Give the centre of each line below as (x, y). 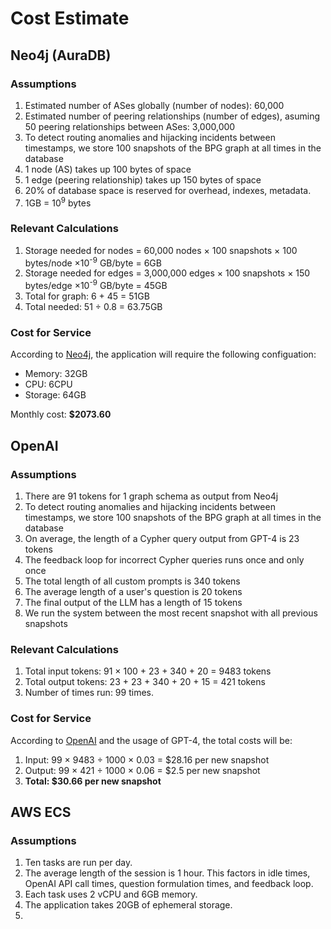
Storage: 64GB (55, 395)
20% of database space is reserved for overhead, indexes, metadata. (168, 190)
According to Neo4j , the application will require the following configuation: (163, 354)
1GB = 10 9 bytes (58, 202)
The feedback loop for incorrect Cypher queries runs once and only (164, 560)
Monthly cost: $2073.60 (61, 414)
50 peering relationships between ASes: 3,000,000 (130, 126)
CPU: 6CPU (48, 384)
